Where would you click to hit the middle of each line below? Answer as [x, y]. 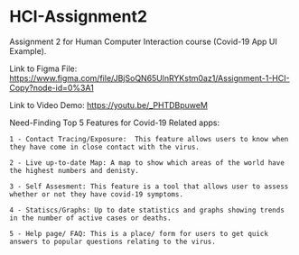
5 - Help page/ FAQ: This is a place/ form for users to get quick [139, 233]
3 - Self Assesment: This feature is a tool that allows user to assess [149, 187]
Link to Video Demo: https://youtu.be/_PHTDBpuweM [108, 105]
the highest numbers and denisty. [75, 170]
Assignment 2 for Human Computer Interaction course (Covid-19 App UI [144, 41]
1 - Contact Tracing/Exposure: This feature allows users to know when [149, 139]
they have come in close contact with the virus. [105, 147]
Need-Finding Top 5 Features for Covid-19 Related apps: [114, 123]
